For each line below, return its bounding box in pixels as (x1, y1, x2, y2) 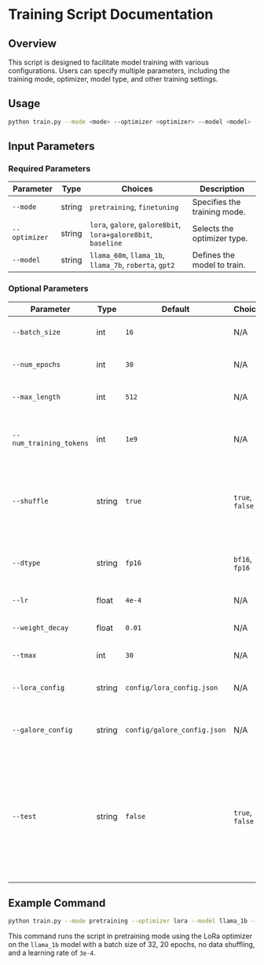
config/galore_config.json (125, 725, 226, 734)
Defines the (192, 250, 236, 261)
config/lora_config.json (125, 683, 218, 692)
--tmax (12, 651, 37, 659)
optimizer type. (192, 233, 248, 244)
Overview (8, 37, 57, 50)
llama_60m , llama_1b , (90, 250, 165, 261)
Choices (121, 183, 153, 194)
